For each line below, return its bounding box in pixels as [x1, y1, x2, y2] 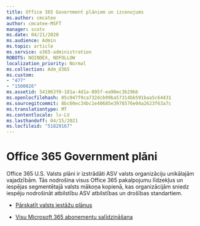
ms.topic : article [6, 44, 53, 50]
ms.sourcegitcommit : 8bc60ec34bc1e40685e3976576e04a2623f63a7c [6, 100, 172, 106]
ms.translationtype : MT [6, 106, 67, 112]
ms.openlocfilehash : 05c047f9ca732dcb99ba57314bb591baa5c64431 [6, 95, 172, 101]
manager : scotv [6, 26, 45, 33]
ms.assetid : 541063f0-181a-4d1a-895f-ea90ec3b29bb [6, 89, 139, 95]
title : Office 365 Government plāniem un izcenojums [6, 9, 144, 15]
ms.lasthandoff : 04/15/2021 [6, 117, 79, 123]
